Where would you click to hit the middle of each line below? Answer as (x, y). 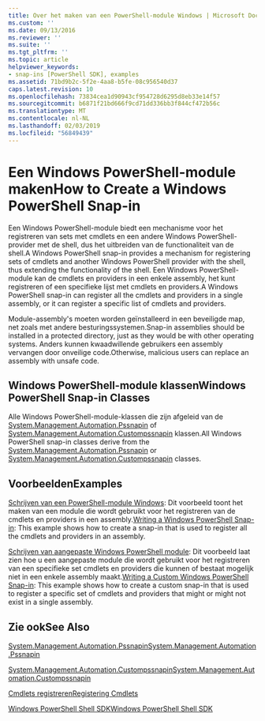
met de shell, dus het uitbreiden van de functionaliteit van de (135, 244)
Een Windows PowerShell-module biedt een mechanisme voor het (116, 228)
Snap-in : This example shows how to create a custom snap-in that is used (129, 585)
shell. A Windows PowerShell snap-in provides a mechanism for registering (129, 253)
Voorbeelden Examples (65, 483)
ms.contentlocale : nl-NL (49, 119)
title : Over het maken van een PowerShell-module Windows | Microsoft (127, 15)
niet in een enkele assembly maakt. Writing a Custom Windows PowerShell (129, 577)
